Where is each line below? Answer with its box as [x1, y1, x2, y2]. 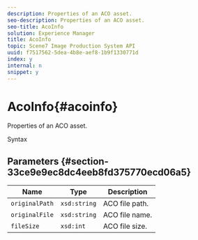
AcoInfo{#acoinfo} [7, 98, 119, 114]
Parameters [7, 155, 59, 167]
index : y [7, 56, 33, 63]
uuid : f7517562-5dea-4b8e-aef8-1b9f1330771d [7, 50, 139, 57]
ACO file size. [103, 221, 148, 231]
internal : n [7, 62, 42, 69]
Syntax [7, 135, 28, 144]
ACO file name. [103, 210, 153, 220]
